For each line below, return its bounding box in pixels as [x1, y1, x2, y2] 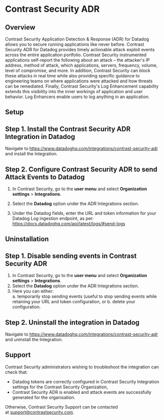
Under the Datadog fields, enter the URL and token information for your [12, 210, 157, 216]
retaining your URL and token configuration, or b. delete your [12, 299, 136, 305]
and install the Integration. [5, 151, 58, 157]
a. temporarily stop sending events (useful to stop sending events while [12, 293, 157, 299]
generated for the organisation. [12, 394, 76, 400]
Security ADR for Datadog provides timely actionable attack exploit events [5, 47, 155, 52]
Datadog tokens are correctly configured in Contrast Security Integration [12, 379, 160, 385]
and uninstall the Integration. [5, 337, 63, 343]
